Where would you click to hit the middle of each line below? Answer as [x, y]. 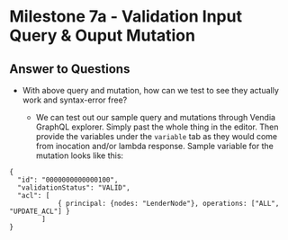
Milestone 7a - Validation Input [126, 17]
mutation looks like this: [80, 156]
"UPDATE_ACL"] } [40, 211]
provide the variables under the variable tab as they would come [157, 136]
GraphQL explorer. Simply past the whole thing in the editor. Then [157, 127]
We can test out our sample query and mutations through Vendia [156, 117]
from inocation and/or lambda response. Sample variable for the [155, 146]
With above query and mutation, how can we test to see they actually [150, 90]
